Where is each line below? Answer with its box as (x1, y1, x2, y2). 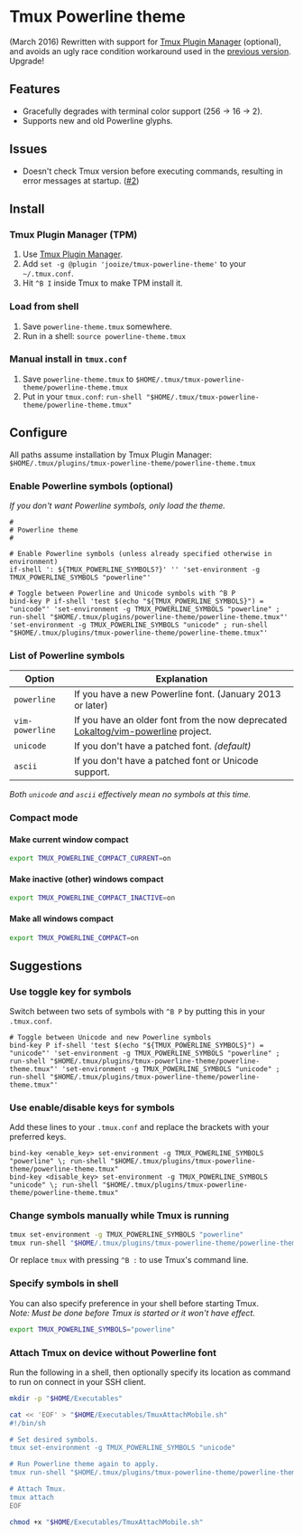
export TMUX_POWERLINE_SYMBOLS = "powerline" (9, 1324, 176, 1334)
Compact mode (9, 812, 78, 824)
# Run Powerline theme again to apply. (9, 1460, 160, 1469)
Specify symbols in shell (9, 1277, 119, 1290)
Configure (9, 425, 68, 440)
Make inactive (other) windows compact (9, 873, 164, 884)
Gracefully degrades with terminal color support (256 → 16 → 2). (22, 106, 263, 117)
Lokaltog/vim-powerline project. (73, 725, 212, 738)
